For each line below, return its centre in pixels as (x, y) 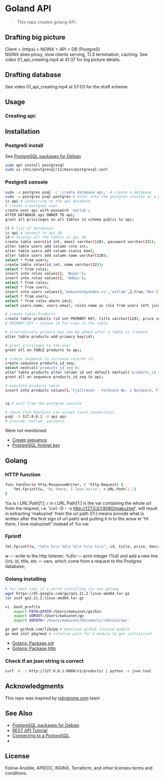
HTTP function (23, 474)
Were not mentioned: (26, 431)
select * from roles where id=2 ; (39, 301)
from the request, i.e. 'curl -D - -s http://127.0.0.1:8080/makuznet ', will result (81, 508)
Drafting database (33, 75)
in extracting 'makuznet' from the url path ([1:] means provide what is (74, 513)
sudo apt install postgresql (35, 165)
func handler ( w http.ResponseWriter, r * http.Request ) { (64, 484)
